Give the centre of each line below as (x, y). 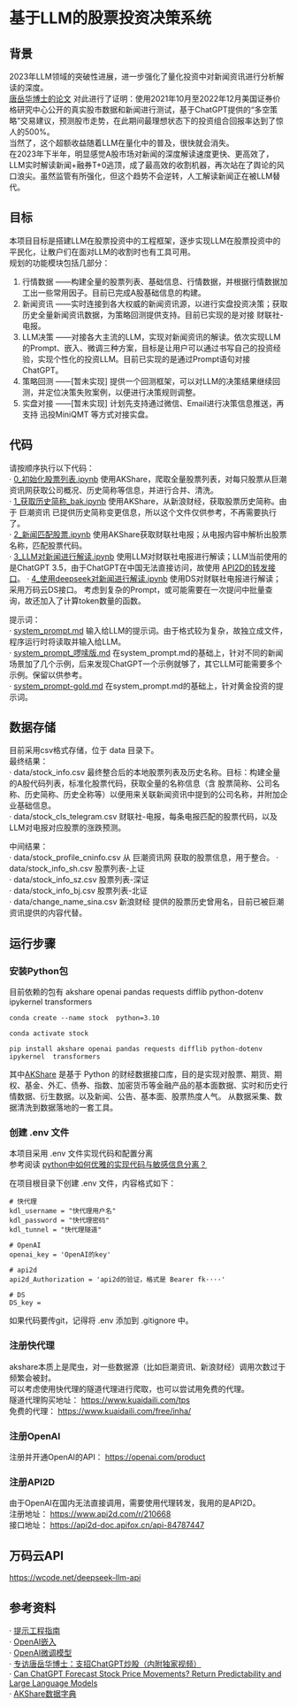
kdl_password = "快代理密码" (60, 1221)
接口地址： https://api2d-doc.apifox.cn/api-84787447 (107, 1525)
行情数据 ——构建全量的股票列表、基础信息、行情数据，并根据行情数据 (151, 281)
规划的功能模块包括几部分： (60, 263)
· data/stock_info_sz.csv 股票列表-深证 (79, 880)
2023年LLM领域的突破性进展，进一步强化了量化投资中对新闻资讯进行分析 (143, 77)
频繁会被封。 (32, 1378)
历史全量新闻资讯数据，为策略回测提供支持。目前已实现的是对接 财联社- (153, 314)
